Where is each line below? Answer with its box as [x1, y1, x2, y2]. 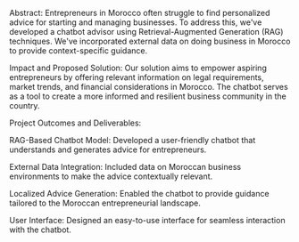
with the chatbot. [9, 224, 71, 235]
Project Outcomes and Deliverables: [9, 117, 142, 128]
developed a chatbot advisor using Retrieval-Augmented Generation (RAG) [9, 27, 284, 36]
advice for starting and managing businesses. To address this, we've [9, 17, 262, 28]
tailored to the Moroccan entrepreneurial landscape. [9, 198, 201, 208]
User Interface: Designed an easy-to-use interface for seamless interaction [9, 215, 286, 225]
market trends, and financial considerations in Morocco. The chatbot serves [9, 82, 288, 92]
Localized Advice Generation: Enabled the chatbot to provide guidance [9, 189, 270, 198]
